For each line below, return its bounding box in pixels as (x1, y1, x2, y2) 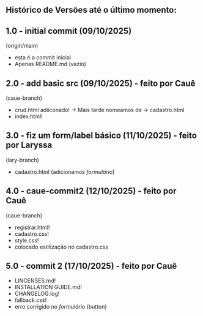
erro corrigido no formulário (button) (14, 303, 108, 310)
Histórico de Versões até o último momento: (6, 5, 177, 15)
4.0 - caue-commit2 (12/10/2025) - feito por (6, 186, 177, 197)
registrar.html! (14, 224, 50, 231)
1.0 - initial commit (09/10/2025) (6, 26, 132, 36)
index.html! (14, 113, 43, 120)
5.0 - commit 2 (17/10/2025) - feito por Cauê (6, 261, 177, 271)
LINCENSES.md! (14, 277, 56, 284)
